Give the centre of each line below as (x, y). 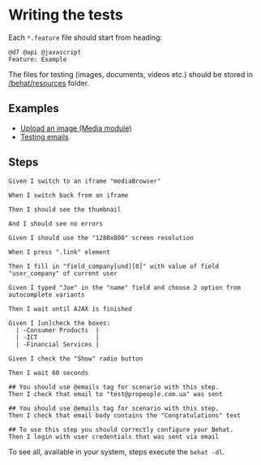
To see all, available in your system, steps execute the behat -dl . (117, 451)
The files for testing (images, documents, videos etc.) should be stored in (131, 74)
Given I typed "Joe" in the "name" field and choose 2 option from (125, 287)
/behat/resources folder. (49, 83)
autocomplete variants (47, 295)
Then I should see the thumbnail (65, 209)
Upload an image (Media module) (76, 128)
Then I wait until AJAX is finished (70, 309)
